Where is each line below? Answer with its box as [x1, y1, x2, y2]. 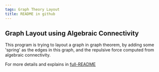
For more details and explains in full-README [5, 61, 96, 67]
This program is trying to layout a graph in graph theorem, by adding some [5, 42, 155, 48]
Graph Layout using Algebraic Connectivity [5, 29, 139, 37]
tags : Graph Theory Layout [5, 7, 60, 12]
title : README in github [5, 12, 55, 16]
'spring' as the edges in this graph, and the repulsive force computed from [5, 47, 154, 53]
